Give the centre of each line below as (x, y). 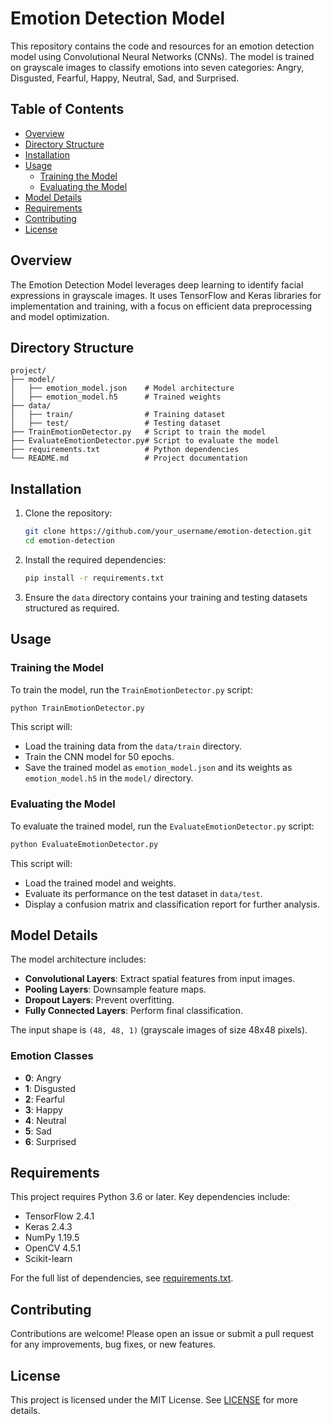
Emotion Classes (52, 1056)
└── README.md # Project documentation (129, 458)
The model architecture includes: (78, 959)
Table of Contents (67, 109)
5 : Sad (38, 1131)
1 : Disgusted (50, 1088)
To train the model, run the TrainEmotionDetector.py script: (131, 689)
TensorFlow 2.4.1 (59, 1216)
